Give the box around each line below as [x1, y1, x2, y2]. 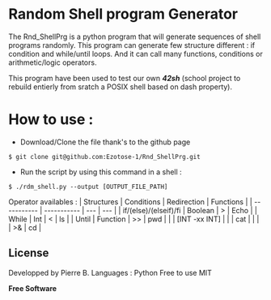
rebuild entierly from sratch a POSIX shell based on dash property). [8, 82, 233, 92]
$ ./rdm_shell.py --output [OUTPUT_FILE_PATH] [8, 182, 168, 191]
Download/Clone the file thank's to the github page [19, 137, 191, 147]
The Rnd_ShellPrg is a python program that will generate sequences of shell [8, 32, 261, 41]
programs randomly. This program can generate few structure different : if [8, 40, 256, 49]
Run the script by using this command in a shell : [19, 167, 182, 177]
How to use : [8, 110, 94, 129]
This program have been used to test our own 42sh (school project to [8, 73, 241, 83]
